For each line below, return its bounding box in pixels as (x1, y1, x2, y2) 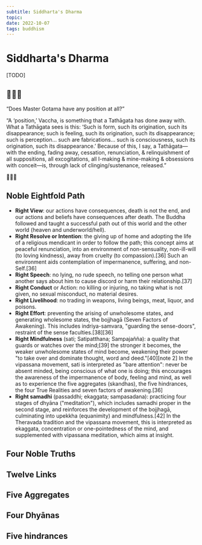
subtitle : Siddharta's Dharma (6, 8, 83, 15)
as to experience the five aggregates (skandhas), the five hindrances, (14, 380, 188, 387)
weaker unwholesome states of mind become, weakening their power (14, 348, 188, 355)
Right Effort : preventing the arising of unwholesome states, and (14, 309, 174, 317)
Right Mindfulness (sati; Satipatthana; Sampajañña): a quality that (14, 335, 180, 342)
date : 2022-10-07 (6, 20, 50, 26)
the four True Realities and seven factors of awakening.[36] (14, 386, 163, 394)
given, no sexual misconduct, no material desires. (14, 290, 139, 298)
